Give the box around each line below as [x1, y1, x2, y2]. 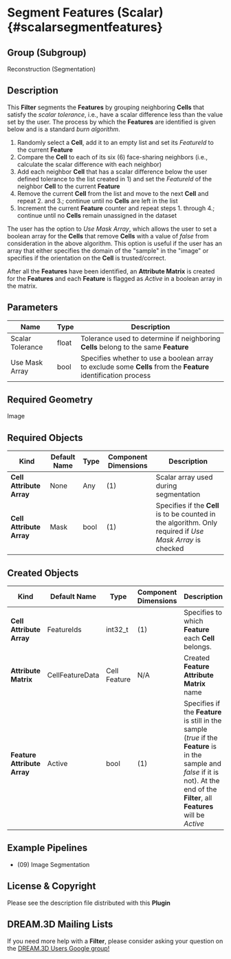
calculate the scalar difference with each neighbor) [16, 160, 162, 168]
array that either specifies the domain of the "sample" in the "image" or [7, 246, 209, 255]
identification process [80, 370, 151, 380]
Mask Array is [155, 535, 201, 545]
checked [155, 544, 184, 554]
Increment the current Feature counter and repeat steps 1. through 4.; [16, 204, 215, 212]
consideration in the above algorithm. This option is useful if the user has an [7, 239, 222, 247]
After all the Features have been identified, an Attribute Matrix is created [7, 267, 215, 275]
